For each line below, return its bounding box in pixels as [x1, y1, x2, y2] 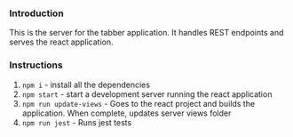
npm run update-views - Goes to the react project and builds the [21, 98, 256, 109]
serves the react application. [9, 36, 114, 47]
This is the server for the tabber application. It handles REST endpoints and [9, 28, 284, 38]
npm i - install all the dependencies [21, 79, 151, 90]
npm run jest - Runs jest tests [21, 117, 132, 127]
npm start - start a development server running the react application [21, 88, 273, 100]
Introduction [9, 7, 64, 20]
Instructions [9, 59, 64, 71]
